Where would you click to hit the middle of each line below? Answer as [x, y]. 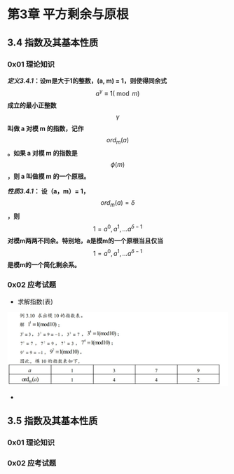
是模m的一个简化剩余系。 [44, 265]
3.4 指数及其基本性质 [53, 42]
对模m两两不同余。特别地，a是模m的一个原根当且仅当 [85, 241]
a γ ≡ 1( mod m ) [118, 93]
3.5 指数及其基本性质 [53, 420]
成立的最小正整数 [32, 105]
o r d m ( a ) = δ [118, 204]
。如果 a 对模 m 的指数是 [43, 153]
